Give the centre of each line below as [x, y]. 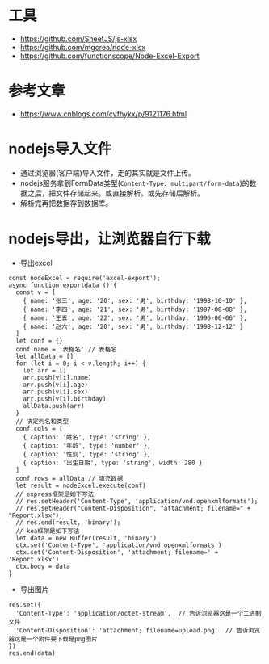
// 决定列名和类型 [42, 421]
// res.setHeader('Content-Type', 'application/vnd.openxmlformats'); [137, 501]
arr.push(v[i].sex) [56, 392]
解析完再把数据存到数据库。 [66, 203]
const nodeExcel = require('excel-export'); [84, 278]
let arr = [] [45, 370]
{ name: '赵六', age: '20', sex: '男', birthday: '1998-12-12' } [133, 326]
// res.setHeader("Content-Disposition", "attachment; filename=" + [133, 508]
